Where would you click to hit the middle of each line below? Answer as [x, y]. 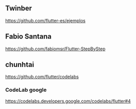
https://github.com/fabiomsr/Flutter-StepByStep [55, 49]
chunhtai [20, 65]
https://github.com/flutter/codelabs [42, 77]
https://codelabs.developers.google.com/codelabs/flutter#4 [68, 101]
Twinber [19, 8]
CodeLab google [26, 90]
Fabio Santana [28, 37]
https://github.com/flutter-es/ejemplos [45, 20]
